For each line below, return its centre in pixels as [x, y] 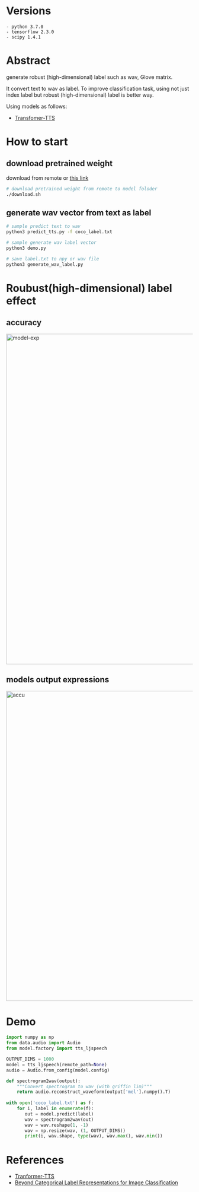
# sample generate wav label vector [51, 243]
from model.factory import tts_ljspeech [57, 1048]
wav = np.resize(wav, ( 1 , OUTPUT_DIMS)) [75, 1131]
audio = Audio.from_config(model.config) [58, 1070]
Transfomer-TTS [35, 117]
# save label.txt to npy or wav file [53, 259]
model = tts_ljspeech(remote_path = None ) [57, 1064]
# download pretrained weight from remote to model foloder [82, 189]
